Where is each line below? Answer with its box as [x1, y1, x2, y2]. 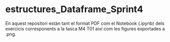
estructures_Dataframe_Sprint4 [5, 4, 143, 15]
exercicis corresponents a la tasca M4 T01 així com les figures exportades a [5, 25, 165, 31]
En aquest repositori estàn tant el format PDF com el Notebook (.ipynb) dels [5, 20, 165, 26]
